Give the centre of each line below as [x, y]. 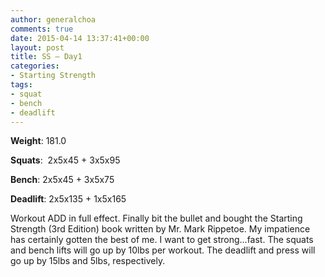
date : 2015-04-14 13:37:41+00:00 [80, 38]
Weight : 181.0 [38, 141]
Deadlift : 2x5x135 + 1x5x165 [68, 199]
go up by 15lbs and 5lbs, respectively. [88, 261]
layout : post [37, 47]
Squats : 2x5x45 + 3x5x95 [65, 160]
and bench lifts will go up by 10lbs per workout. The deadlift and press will [163, 250]
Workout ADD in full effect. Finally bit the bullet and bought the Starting [156, 218]
